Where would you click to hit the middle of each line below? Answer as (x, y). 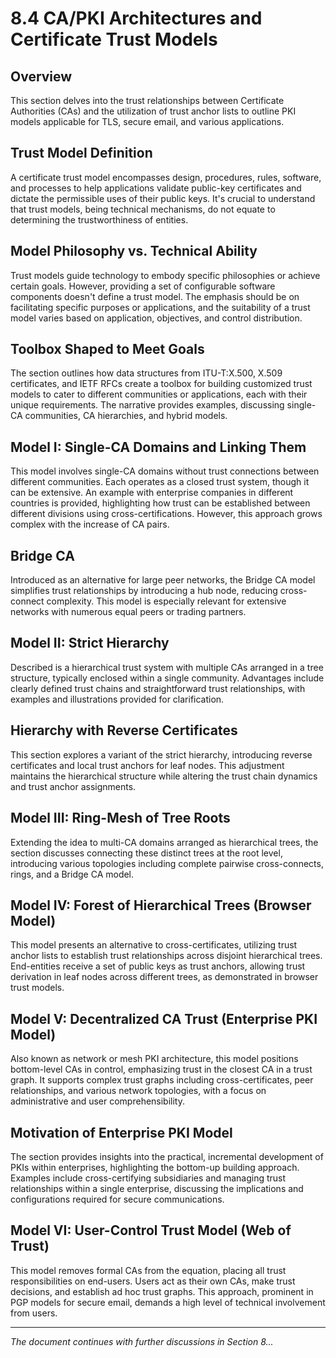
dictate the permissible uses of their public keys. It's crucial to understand (163, 198)
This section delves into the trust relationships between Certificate (147, 100)
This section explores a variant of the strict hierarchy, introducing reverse (161, 754)
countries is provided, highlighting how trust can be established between (160, 503)
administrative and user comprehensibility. (98, 1101)
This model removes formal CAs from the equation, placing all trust (148, 1270)
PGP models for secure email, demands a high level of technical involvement (168, 1302)
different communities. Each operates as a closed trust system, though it (160, 482)
